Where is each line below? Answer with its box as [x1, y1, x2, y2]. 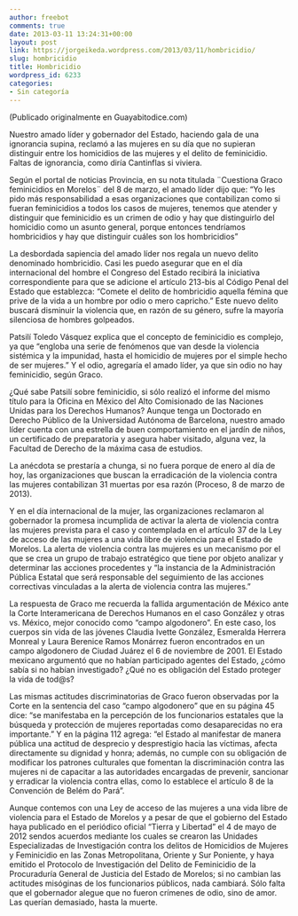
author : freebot [9, 12, 69, 22]
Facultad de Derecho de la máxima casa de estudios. [9, 443, 203, 454]
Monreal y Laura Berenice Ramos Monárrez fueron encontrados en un [9, 636, 265, 646]
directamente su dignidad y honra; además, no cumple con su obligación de [9, 747, 287, 758]
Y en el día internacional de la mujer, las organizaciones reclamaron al [9, 505, 264, 516]
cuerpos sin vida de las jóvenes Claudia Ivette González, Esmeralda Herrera [9, 627, 286, 637]
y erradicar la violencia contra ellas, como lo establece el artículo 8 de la [9, 776, 274, 786]
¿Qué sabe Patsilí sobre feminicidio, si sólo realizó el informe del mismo [9, 386, 271, 397]
